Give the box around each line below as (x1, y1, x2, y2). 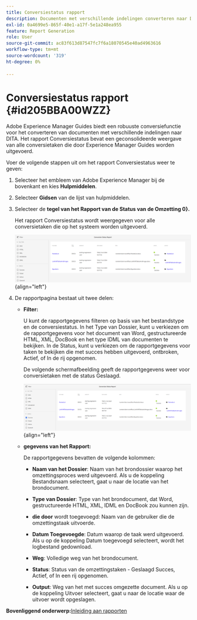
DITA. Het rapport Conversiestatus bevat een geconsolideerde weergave (6, 135, 182, 142)
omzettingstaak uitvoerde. (32, 519, 96, 526)
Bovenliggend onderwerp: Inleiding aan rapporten (6, 607, 127, 614)
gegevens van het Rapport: (23, 442, 91, 449)
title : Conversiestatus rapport (6, 9, 85, 15)
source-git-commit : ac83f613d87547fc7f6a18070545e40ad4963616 (6, 40, 161, 46)
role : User (6, 34, 33, 40)
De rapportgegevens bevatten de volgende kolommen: (23, 454, 155, 461)
